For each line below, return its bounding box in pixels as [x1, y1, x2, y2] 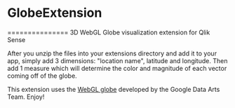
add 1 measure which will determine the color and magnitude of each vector [7, 64, 227, 72]
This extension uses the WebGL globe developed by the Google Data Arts [7, 85, 220, 93]
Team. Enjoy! [7, 93, 45, 101]
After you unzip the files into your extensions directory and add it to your [7, 49, 217, 58]
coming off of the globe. [7, 72, 77, 80]
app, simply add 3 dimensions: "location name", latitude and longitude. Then [7, 56, 228, 65]
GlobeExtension [7, 5, 102, 21]
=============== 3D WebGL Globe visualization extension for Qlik [7, 28, 210, 36]
